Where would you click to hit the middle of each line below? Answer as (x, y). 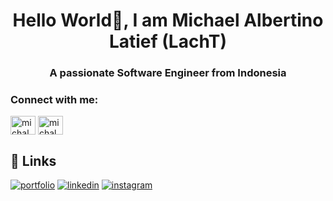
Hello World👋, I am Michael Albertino (168, 20)
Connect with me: (54, 100)
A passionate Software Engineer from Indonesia (168, 73)
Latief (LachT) (168, 41)
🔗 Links (33, 160)
